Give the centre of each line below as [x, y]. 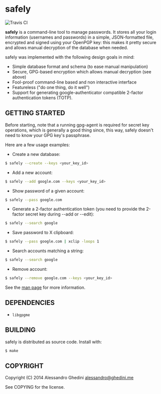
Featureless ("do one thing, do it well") [51, 87]
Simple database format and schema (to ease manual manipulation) [80, 66]
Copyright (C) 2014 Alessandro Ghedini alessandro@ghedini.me [69, 378]
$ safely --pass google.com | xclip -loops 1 [52, 241]
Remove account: [30, 269]
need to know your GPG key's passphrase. [48, 135]
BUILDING [20, 330]
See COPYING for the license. [35, 387]
